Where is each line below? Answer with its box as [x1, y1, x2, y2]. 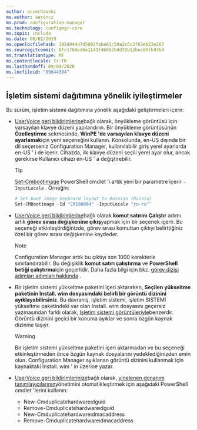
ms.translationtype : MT [6, 52, 65, 58]
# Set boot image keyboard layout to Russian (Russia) [14, 196, 152, 202]
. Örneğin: [45, 184, 69, 191]
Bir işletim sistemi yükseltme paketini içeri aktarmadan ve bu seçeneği [14, 344, 185, 351]
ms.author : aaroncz [6, 14, 54, 20]
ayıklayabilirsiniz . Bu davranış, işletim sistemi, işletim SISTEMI [14, 296, 166, 303]
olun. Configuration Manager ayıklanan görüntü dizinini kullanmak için [14, 356, 184, 363]
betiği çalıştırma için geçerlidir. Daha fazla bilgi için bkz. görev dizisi [14, 266, 179, 273]
